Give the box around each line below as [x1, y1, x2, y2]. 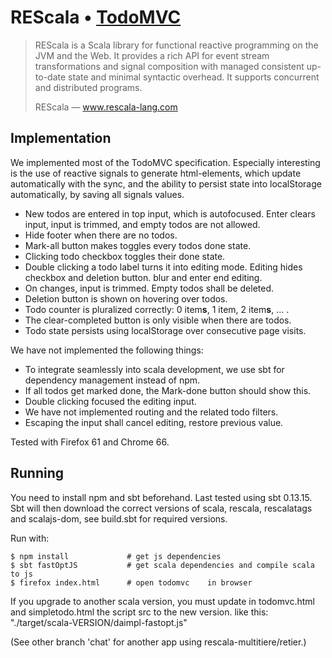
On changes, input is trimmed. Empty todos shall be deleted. [24, 282, 275, 294]
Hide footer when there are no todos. [24, 229, 178, 241]
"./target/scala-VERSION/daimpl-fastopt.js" [10, 616, 188, 628]
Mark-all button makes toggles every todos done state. [24, 239, 252, 251]
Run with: [10, 532, 50, 544]
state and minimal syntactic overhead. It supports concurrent [68, 71, 320, 83]
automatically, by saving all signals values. [10, 188, 185, 200]
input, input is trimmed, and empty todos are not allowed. [24, 218, 261, 230]
